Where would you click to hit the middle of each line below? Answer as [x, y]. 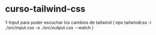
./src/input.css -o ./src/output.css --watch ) [49, 27]
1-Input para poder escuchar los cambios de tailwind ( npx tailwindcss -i [78, 22]
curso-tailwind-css [45, 9]
